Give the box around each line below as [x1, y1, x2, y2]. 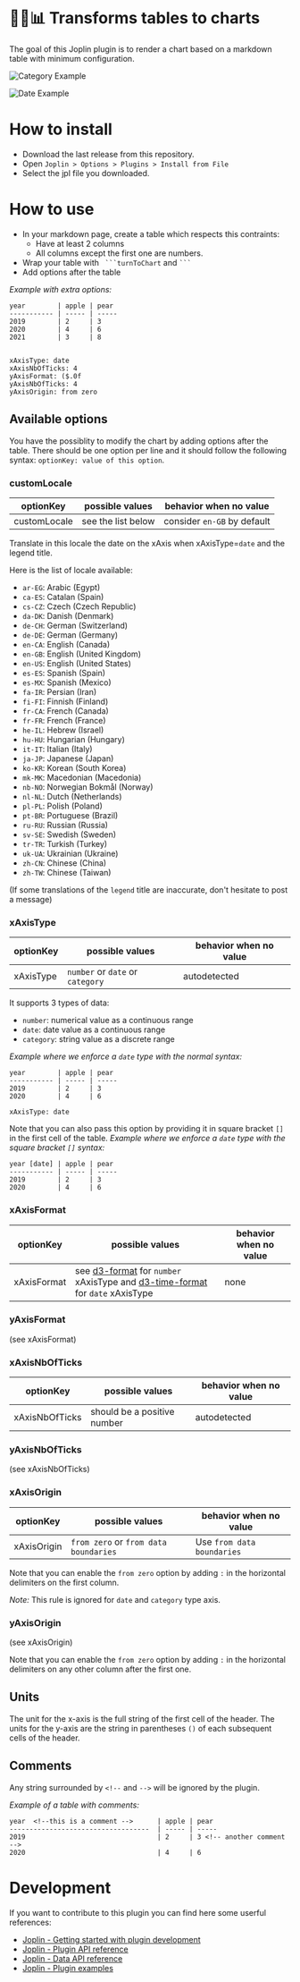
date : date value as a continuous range [21, 1024, 166, 1035]
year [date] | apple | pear [9, 1160, 114, 1169]
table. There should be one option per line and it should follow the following [9, 445, 287, 455]
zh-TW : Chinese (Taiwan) [21, 867, 112, 877]
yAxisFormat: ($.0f [9, 371, 82, 381]
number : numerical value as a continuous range [21, 1015, 194, 1026]
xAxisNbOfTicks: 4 [9, 364, 78, 373]
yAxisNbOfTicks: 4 [9, 379, 78, 388]
